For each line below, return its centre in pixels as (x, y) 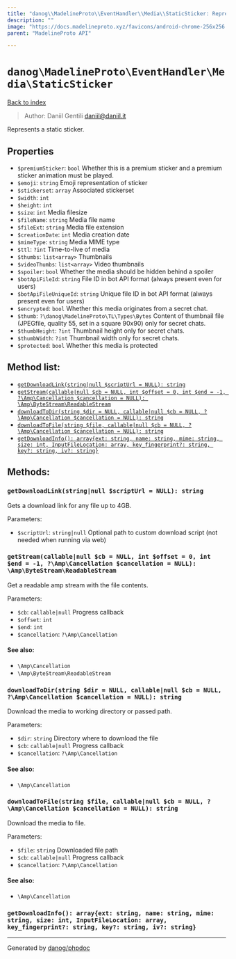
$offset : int (35, 619)
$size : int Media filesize (52, 212)
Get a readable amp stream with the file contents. (78, 585)
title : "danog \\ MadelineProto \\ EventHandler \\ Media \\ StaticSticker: (108, 14)
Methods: (28, 472)
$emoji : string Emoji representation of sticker (82, 183)
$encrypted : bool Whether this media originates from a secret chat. (112, 308)
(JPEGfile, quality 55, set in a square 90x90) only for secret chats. (111, 323)
